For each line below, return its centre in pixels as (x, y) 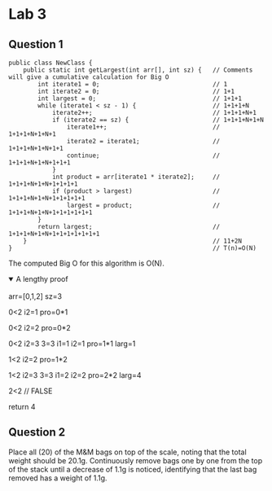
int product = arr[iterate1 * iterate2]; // (136, 177)
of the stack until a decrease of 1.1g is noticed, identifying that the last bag (133, 469)
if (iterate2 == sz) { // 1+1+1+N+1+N (158, 120)
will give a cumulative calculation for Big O (89, 77)
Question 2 (37, 432)
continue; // (143, 156)
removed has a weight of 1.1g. (58, 478)
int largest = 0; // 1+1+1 (140, 99)
